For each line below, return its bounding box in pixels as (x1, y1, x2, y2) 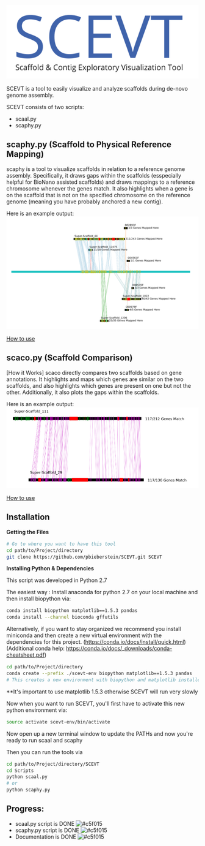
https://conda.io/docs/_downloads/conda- (66, 645, 173, 652)
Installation (6, 512, 50, 523)
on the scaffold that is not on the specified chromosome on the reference (6, 191, 190, 198)
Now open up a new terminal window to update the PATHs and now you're (6, 730, 193, 737)
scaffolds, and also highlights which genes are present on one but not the (6, 382, 191, 389)
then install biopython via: (6, 595, 71, 602)
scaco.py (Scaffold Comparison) (6, 353, 133, 363)
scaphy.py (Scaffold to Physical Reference (6, 140, 172, 150)
